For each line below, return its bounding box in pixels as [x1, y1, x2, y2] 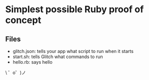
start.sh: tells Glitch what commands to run [12, 54, 103, 60]
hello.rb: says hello [12, 59, 53, 65]
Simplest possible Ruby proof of [5, 4, 144, 15]
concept [5, 14, 42, 26]
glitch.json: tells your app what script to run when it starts [12, 48, 134, 54]
